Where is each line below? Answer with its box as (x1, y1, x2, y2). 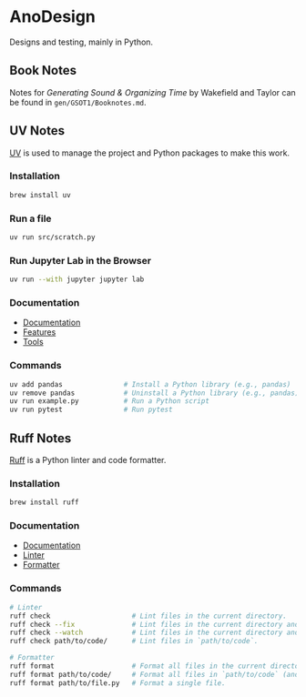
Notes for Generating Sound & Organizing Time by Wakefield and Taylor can (9, 86, 296, 97)
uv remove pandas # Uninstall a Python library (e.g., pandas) (9, 389, 300, 398)
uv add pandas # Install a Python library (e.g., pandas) (9, 379, 291, 389)
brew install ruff (9, 498, 79, 507)
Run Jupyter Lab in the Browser (9, 254, 152, 267)
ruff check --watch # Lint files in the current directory (9, 628, 283, 638)
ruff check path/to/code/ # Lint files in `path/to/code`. (9, 637, 259, 646)
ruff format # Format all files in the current (9, 662, 267, 671)
